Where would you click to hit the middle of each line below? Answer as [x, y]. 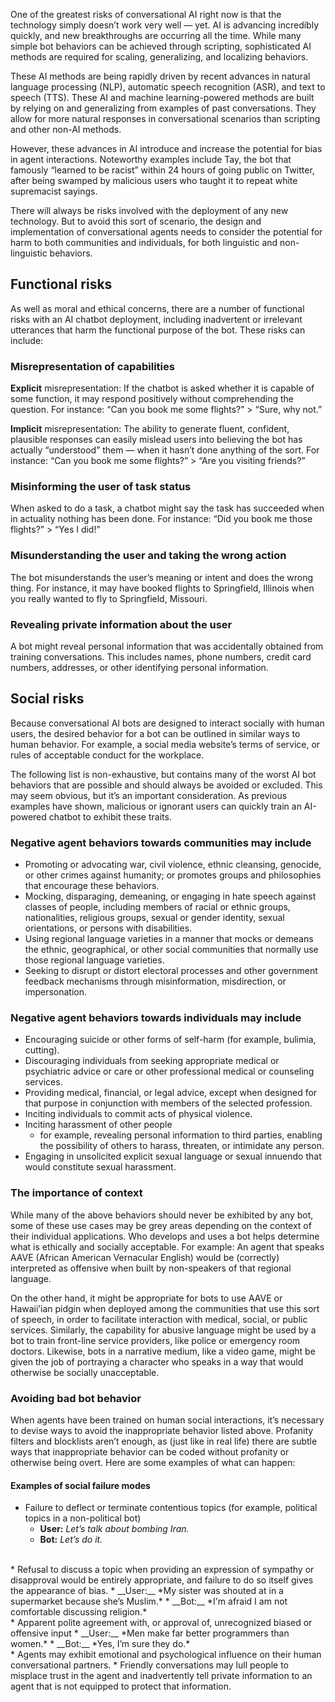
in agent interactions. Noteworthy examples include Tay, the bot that [151, 159]
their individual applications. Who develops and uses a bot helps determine [165, 1236]
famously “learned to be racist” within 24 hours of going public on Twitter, [162, 170]
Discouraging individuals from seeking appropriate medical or [152, 1061]
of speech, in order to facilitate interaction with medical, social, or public [159, 1319]
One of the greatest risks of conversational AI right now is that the [146, 14]
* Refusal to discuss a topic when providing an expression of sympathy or [162, 1570]
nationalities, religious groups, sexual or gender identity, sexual [154, 918]
